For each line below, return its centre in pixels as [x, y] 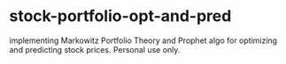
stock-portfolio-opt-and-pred [120, 16]
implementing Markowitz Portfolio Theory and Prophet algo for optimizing [143, 40]
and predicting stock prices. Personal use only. [95, 49]
